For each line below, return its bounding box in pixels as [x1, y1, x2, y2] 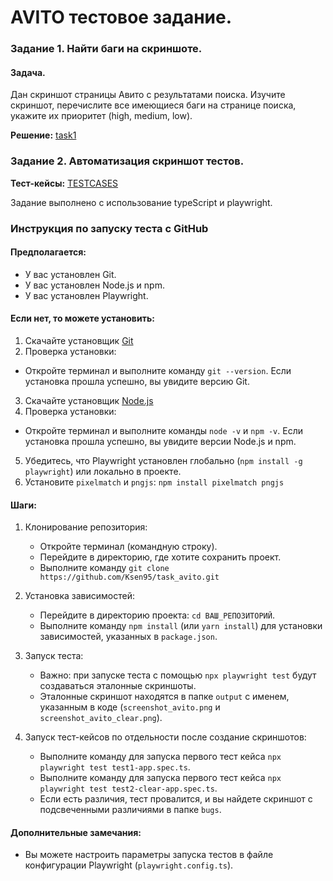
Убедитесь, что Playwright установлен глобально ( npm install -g [24, 454, 303, 466]
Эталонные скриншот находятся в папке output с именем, [39, 691, 290, 703]
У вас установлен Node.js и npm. [24, 279, 165, 291]
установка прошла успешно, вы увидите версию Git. [24, 375, 250, 387]
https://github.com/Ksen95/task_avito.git [39, 572, 220, 583]
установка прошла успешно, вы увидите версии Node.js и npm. [24, 435, 297, 447]
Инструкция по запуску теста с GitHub [10, 221, 209, 235]
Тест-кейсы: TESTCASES [10, 177, 119, 189]
